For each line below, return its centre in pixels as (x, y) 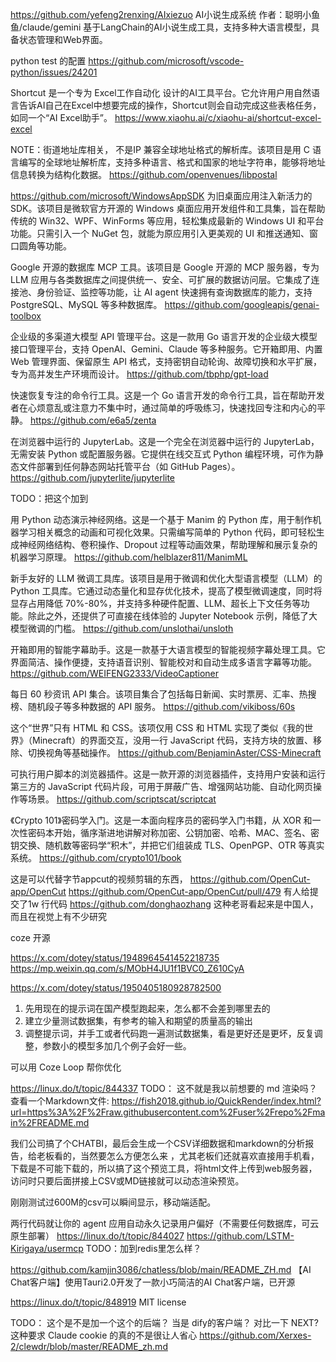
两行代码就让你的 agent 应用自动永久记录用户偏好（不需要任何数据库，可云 (165, 1223)
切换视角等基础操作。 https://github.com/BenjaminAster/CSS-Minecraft (174, 752)
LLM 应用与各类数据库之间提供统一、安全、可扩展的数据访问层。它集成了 (161, 279)
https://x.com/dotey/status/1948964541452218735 (115, 957)
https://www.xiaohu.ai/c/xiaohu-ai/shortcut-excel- (218, 117)
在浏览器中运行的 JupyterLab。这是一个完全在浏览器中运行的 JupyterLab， (165, 441)
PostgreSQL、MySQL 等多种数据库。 (86, 304)
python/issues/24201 (54, 72)
